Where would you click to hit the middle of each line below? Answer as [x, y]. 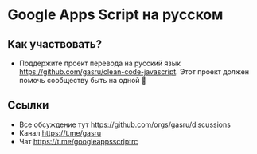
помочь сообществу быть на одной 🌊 [82, 80]
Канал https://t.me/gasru [60, 132]
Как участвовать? [55, 44]
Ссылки [28, 105]
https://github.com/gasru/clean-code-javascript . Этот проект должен [134, 72]
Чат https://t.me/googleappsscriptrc [78, 141]
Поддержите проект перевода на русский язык [99, 63]
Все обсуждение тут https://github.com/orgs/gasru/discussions [125, 124]
